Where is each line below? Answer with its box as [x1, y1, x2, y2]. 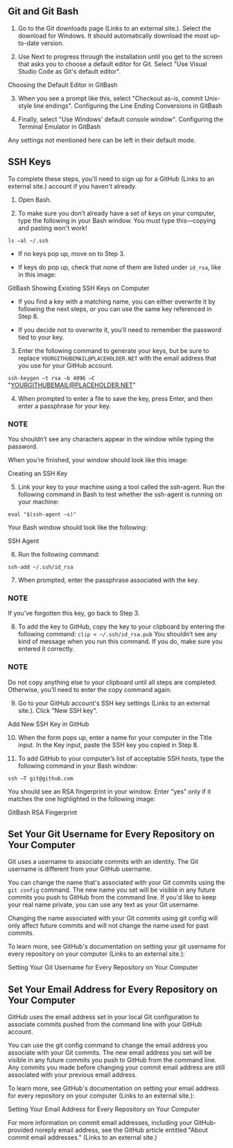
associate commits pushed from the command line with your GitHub [8, 1020, 202, 1029]
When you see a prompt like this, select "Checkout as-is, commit [17, 94, 203, 102]
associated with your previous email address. [8, 1071, 137, 1079]
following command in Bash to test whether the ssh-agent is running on [17, 490, 223, 498]
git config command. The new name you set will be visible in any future [8, 886, 216, 894]
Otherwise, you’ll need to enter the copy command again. [8, 685, 172, 693]
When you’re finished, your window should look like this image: [8, 455, 188, 464]
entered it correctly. [17, 645, 75, 653]
